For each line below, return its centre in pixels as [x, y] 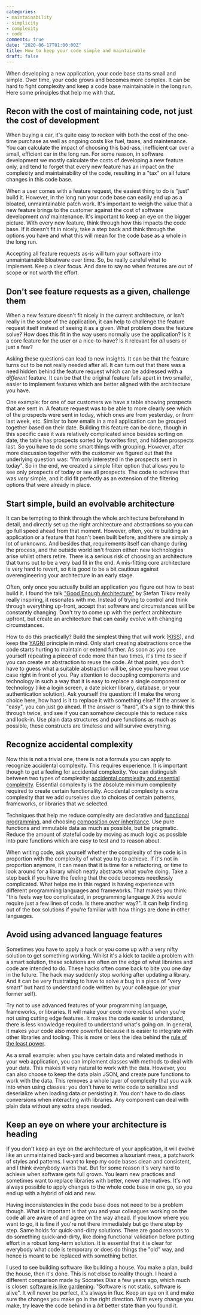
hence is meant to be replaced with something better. [72, 1256]
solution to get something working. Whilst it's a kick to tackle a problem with [100, 955]
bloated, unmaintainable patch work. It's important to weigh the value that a [99, 204]
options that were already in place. [49, 485]
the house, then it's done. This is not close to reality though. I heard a [92, 1274]
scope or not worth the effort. [43, 272]
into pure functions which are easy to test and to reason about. [84, 840]
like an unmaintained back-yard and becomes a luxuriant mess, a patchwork [100, 1155]
